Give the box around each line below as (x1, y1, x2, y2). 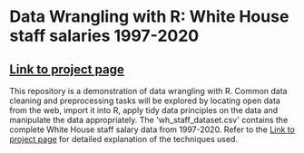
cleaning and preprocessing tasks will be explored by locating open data (9, 95, 281, 106)
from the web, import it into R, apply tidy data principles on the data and (9, 105, 279, 115)
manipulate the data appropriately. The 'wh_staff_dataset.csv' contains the (9, 115, 289, 125)
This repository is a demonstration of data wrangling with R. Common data (9, 86, 288, 96)
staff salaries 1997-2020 (9, 25, 200, 46)
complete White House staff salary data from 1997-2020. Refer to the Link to (9, 124, 295, 135)
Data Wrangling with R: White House (9, 6, 289, 27)
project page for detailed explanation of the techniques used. (9, 134, 239, 144)
